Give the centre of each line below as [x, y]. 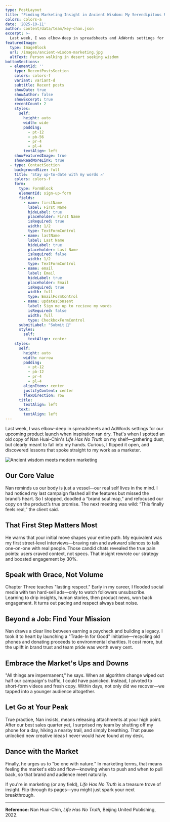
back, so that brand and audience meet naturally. [56, 774]
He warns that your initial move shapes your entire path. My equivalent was [84, 537]
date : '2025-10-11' [26, 24]
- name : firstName [43, 203]
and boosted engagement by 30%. [41, 559]
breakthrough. [20, 795]
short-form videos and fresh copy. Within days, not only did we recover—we [85, 686]
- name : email [38, 268]
